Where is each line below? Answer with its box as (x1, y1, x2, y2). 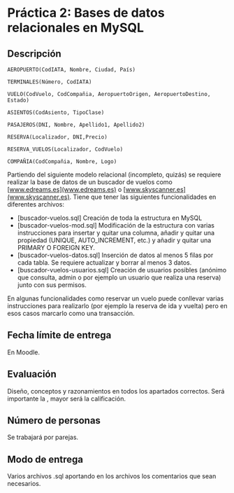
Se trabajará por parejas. (7, 433, 79, 442)
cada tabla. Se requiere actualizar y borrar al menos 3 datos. (17, 258, 192, 267)
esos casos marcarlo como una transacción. (7, 310, 135, 317)
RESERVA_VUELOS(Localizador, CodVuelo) (7, 146, 124, 153)
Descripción (7, 48, 61, 60)
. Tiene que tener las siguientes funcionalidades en (69, 193, 217, 201)
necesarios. (7, 480, 41, 488)
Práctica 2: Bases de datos (7, 5, 166, 21)
